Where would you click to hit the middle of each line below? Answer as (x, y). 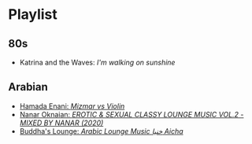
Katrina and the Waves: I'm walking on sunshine (97, 62)
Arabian (28, 87)
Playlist (33, 15)
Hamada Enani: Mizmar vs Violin (72, 106)
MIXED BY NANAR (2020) (61, 123)
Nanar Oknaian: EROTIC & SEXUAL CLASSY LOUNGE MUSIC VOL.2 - (132, 114)
